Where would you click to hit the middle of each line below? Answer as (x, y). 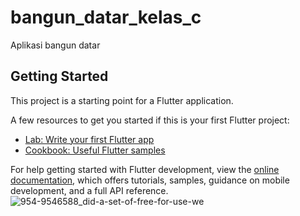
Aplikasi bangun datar (55, 45)
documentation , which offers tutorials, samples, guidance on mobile (150, 180)
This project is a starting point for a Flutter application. (122, 100)
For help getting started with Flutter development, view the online (145, 169)
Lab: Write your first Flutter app (89, 139)
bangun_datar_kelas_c (106, 17)
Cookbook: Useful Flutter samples (95, 150)
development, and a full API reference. (89, 190)
